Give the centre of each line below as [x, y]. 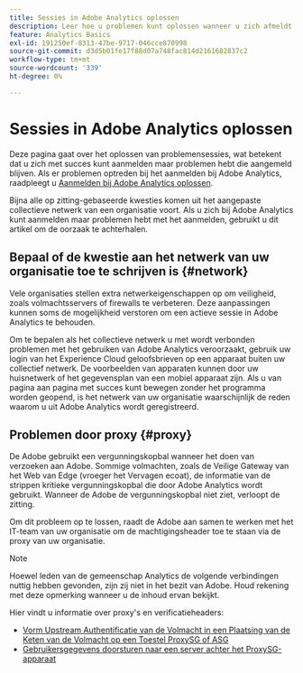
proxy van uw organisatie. [57, 541]
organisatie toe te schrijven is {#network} [129, 272]
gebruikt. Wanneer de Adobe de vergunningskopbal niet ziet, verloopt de [145, 495]
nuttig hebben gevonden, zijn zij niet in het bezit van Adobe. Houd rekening [149, 585]
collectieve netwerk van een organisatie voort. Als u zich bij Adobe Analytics [151, 209]
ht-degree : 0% [36, 77]
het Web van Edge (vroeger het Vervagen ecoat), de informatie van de [140, 475]
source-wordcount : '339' [56, 69]
